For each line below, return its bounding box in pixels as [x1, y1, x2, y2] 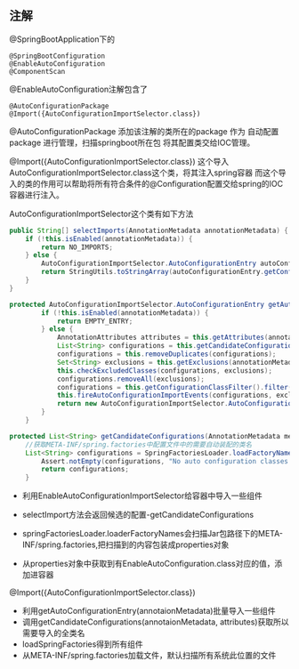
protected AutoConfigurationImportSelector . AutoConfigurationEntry [9, 300, 265, 309]
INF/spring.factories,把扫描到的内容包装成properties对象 [21, 539, 230, 550]
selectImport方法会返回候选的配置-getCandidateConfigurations [21, 510, 255, 520]
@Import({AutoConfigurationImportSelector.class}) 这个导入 [9, 156, 230, 166]
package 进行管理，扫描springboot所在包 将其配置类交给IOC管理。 [9, 137, 255, 148]
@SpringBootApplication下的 [9, 34, 116, 44]
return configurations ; [41, 465, 129, 474]
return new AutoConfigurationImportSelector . [56, 399, 229, 408]
